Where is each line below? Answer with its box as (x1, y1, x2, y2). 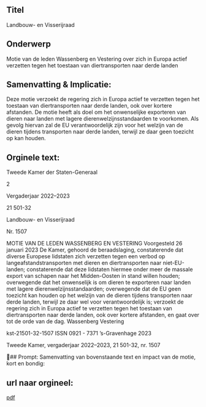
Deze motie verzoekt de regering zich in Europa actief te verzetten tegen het (6, 95, 200, 103)
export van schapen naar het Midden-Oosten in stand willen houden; (6, 272, 180, 280)
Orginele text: (6, 152, 60, 163)
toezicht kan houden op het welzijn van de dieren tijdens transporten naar (6, 292, 193, 299)
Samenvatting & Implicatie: (6, 80, 112, 90)
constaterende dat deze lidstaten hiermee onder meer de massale (26, 266, 193, 273)
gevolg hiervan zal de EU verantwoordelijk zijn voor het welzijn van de (6, 122, 183, 129)
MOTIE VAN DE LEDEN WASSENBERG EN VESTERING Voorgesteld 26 (6, 240, 183, 247)
